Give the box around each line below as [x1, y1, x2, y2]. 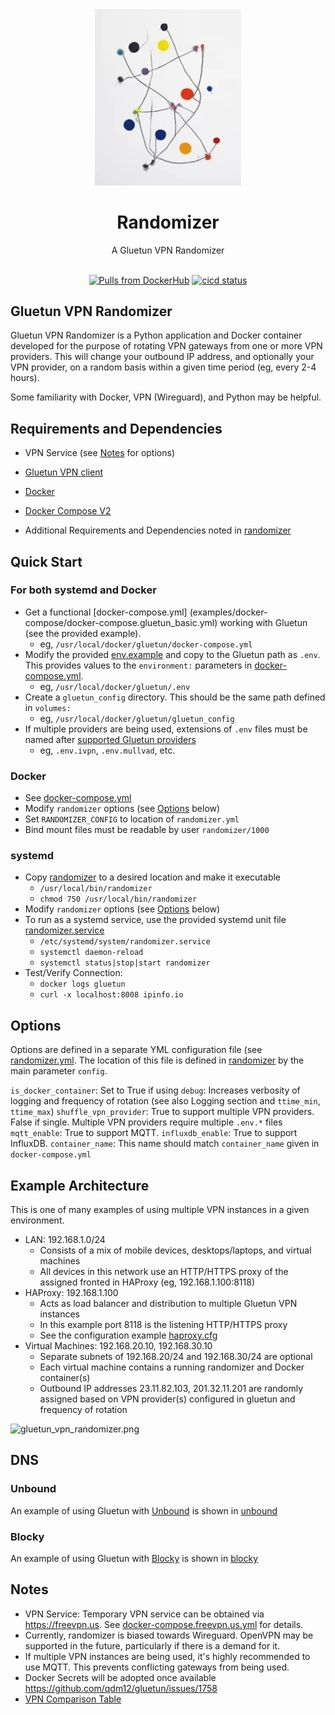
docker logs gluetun [39, 979, 126, 990]
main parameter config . [10, 1065, 108, 1077]
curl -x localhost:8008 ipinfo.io [39, 990, 184, 1000]
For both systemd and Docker [10, 583, 157, 597]
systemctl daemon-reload [39, 948, 144, 958]
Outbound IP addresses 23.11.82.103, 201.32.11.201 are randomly [39, 1383, 304, 1395]
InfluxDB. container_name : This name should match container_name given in [10, 1138, 320, 1150]
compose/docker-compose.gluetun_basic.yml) [24, 616, 218, 628]
